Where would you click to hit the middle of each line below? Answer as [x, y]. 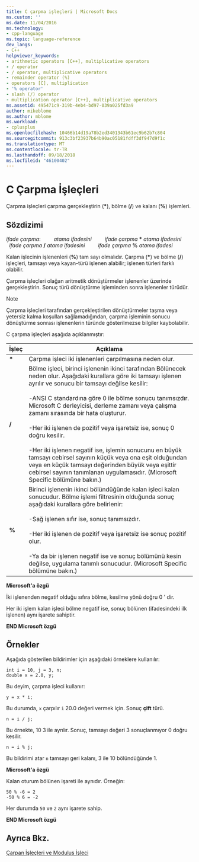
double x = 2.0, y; [30, 675]
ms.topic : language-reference [44, 39]
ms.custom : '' [24, 17]
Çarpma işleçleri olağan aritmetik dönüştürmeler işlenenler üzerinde [89, 281]
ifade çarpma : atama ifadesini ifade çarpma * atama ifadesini [94, 239]
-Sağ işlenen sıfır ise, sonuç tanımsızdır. [85, 519]
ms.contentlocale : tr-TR [37, 149]
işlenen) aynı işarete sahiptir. [41, 615]
